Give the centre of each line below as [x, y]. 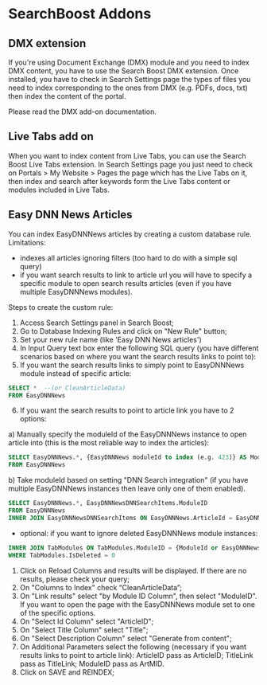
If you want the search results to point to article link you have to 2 [127, 410]
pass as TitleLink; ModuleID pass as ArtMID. [92, 663]
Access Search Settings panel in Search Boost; [97, 323]
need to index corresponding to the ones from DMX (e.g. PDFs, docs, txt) [128, 88]
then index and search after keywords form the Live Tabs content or [119, 181]
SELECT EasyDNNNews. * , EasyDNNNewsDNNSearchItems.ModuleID [108, 503]
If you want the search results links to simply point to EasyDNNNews [132, 365]
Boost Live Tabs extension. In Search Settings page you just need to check [130, 164]
